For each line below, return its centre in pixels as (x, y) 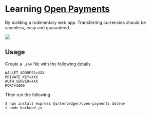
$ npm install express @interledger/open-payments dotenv (65, 103)
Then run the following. (28, 95)
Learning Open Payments (57, 9)
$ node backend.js (24, 108)
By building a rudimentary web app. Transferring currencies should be (75, 22)
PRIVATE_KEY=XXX (21, 77)
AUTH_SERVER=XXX (21, 81)
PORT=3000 (15, 86)
